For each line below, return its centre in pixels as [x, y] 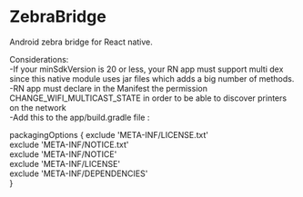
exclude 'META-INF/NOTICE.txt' [69, 144]
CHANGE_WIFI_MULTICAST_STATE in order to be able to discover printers [148, 98]
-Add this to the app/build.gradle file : [80, 117]
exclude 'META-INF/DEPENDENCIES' [79, 173]
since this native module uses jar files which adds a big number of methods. [152, 78]
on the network [38, 107]
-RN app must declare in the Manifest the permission [108, 88]
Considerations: [39, 59]
